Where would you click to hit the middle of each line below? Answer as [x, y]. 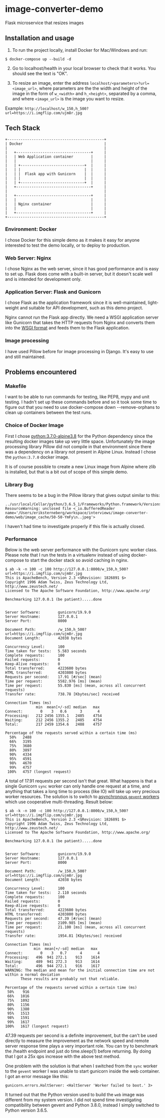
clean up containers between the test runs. [49, 413]
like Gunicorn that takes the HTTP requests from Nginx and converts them [80, 323]
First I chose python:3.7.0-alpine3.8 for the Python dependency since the [79, 436]
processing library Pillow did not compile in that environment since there [78, 446]
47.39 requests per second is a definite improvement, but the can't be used [81, 1036]
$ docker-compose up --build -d [38, 59]
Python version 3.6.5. [27, 1110]
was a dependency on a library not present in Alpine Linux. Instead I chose [81, 452]
